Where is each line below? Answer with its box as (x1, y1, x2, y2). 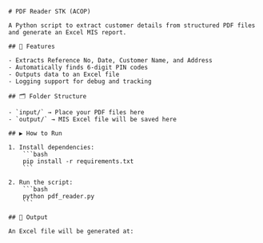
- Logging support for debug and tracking (8, 78, 152, 86)
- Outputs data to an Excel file (8, 70, 120, 78)
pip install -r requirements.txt (22, 157, 134, 165)
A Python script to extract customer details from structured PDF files (8, 22, 256, 30)
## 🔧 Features (8, 42, 56, 50)
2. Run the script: (8, 178, 74, 186)
